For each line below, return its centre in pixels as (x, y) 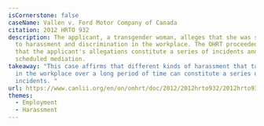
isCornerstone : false (44, 15)
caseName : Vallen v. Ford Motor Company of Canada (93, 23)
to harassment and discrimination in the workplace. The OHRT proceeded (137, 45)
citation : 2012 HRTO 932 (49, 30)
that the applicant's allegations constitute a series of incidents (130, 52)
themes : (21, 95)
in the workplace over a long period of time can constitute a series (133, 74)
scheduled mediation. (51, 59)
